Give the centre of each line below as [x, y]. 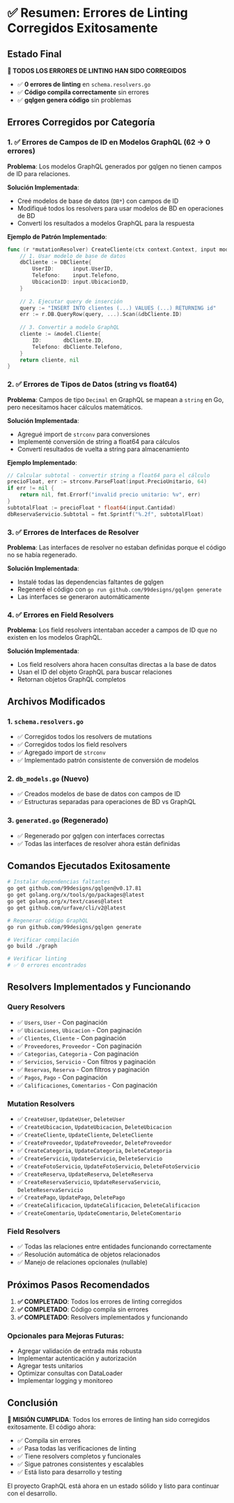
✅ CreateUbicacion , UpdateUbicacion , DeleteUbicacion [94, 1127]
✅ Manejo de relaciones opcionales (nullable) [83, 1263]
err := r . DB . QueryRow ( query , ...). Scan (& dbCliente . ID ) [101, 315]
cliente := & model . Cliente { [60, 334]
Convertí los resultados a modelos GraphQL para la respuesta [106, 223]
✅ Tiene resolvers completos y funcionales [79, 1456]
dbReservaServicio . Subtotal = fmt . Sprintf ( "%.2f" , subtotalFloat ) [106, 514]
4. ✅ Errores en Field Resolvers [61, 614]
